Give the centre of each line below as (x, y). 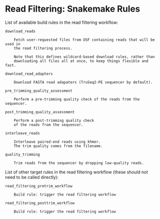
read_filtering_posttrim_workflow (40, 203)
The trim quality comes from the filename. (58, 146)
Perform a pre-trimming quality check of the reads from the (77, 99)
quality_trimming (23, 154)
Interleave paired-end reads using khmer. (57, 142)
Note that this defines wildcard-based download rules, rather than (84, 57)
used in (13, 44)
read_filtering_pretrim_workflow (39, 186)
